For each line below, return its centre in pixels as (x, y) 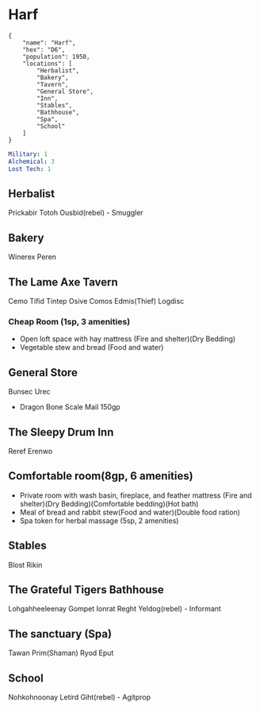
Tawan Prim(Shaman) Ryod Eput (61, 653)
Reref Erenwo (31, 451)
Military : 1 (28, 154)
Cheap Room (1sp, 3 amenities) (69, 321)
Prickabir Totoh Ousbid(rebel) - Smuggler (76, 213)
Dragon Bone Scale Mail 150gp (70, 407)
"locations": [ (48, 64)
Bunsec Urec (29, 392)
